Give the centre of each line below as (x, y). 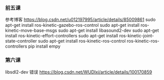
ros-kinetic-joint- (136, 36)
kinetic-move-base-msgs (31, 30)
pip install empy (44, 46)
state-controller (21, 41)
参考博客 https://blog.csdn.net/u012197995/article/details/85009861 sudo (81, 20)
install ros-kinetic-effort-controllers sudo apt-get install (62, 36)
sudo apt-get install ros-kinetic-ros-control (82, 41)
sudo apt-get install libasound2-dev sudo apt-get (108, 30)
